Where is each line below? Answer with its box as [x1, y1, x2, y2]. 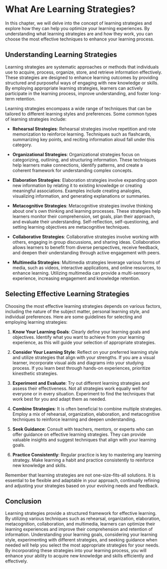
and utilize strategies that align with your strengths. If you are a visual [12, 354, 156, 360]
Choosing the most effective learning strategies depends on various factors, [5, 303, 162, 309]
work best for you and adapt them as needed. [12, 396, 107, 402]
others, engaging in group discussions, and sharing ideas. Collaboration [12, 239, 161, 245]
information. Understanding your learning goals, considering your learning [5, 531, 158, 537]
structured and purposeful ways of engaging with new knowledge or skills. [5, 80, 159, 86]
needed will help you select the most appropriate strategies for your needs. [5, 542, 160, 548]
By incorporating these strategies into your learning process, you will [5, 547, 147, 553]
